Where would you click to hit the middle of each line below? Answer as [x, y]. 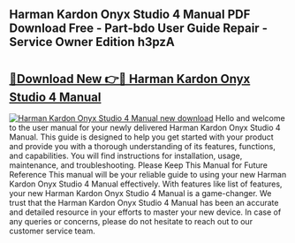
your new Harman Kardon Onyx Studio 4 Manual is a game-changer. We [140, 193]
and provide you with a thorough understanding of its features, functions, [143, 146]
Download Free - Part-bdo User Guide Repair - [138, 29]
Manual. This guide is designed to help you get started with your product [141, 137]
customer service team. [52, 231]
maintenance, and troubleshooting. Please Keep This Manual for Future [138, 165]
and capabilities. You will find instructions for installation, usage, [126, 156]
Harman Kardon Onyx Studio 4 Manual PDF [130, 15]
